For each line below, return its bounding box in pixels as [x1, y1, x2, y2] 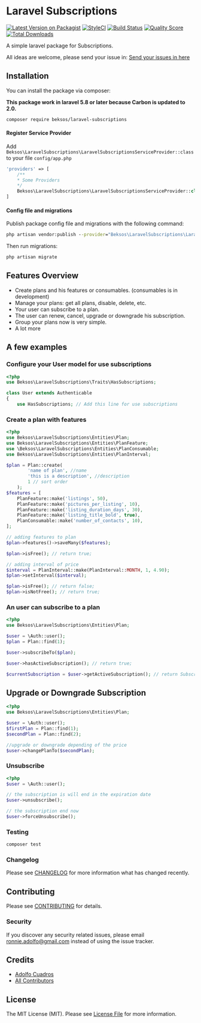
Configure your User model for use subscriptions [6, 360, 152, 369]
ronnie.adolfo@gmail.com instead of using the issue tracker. [6, 937, 154, 944]
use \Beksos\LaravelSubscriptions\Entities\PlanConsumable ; [6, 445, 160, 452]
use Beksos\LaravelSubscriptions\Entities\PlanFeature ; [6, 440, 148, 446]
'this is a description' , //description [28, 473, 130, 479]
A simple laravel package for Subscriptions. [6, 42, 114, 49]
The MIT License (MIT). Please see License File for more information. [6, 1010, 176, 1018]
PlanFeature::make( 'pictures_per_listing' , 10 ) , [17, 501, 141, 507]
